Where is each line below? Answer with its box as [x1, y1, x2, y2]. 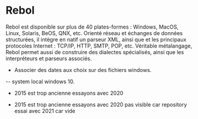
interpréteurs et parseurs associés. [5, 55, 92, 62]
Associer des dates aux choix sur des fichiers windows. [14, 66, 152, 73]
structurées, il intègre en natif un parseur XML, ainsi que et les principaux [5, 36, 187, 43]
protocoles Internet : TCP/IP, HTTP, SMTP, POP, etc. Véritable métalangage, [5, 42, 193, 49]
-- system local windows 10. [5, 78, 75, 85]
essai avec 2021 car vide [14, 107, 76, 114]
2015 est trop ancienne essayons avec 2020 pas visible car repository [14, 101, 187, 108]
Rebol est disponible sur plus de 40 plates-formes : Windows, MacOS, [5, 23, 179, 30]
